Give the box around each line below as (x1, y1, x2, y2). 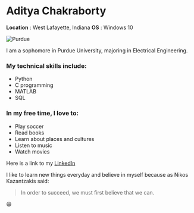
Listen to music (14, 142, 52, 149)
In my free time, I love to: (6, 109, 79, 117)
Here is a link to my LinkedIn (6, 159, 76, 167)
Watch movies (14, 148, 50, 155)
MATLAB (14, 88, 37, 95)
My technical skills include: (6, 61, 87, 70)
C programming (14, 82, 54, 89)
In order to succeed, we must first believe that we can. (20, 189, 155, 196)
